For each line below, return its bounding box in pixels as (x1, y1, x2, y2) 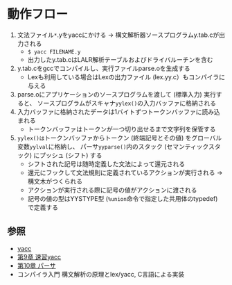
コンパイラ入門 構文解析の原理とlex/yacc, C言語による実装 (17, 270, 185, 278)
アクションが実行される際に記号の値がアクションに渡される (27, 186, 197, 194)
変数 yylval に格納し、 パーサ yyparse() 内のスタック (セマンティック (17, 142, 209, 150)
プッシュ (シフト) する (39, 151, 102, 159)
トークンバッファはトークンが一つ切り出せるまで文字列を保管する (27, 124, 216, 133)
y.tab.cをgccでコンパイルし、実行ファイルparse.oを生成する (17, 64, 190, 72)
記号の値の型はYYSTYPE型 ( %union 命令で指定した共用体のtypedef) (27, 194, 218, 202)
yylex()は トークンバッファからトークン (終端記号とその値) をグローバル (17, 133, 222, 142)
